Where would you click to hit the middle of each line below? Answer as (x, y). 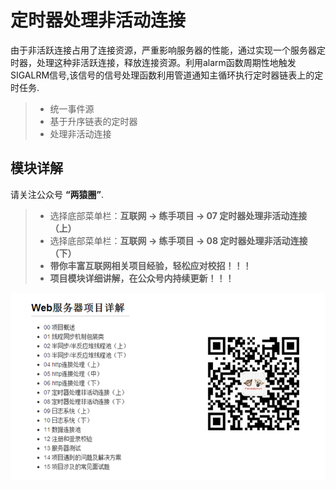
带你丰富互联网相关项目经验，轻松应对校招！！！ (150, 265)
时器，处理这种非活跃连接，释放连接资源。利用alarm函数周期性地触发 (153, 62)
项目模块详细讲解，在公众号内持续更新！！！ (142, 278)
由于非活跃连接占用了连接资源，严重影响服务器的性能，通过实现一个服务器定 (168, 50)
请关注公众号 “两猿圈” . (57, 194)
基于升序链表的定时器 (93, 121)
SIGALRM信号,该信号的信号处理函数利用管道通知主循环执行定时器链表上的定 (167, 75)
